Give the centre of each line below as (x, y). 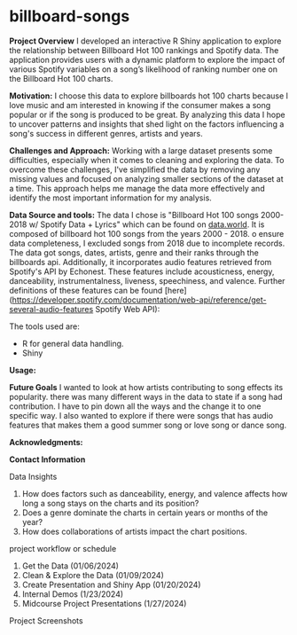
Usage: (23, 370)
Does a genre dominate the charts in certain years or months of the (145, 513)
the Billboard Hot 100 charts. (61, 78)
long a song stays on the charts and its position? (110, 503)
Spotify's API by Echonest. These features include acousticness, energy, (142, 271)
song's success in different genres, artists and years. (106, 133)
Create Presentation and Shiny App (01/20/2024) (111, 584)
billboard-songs (70, 16)
